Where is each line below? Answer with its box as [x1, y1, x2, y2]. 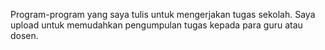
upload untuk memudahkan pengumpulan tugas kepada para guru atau [10, 19, 303, 31]
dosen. [10, 30, 39, 41]
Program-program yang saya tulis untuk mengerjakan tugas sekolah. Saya [10, 9, 316, 20]
